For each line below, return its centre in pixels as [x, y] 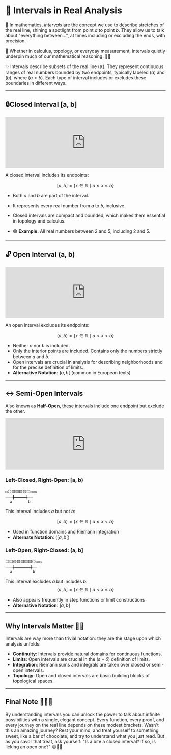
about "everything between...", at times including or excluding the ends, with [85, 35]
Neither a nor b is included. [41, 345]
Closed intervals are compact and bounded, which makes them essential [89, 215]
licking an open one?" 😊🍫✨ [34, 747]
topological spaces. [33, 681]
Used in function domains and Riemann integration [66, 531]
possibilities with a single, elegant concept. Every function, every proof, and [85, 719]
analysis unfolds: [23, 643]
